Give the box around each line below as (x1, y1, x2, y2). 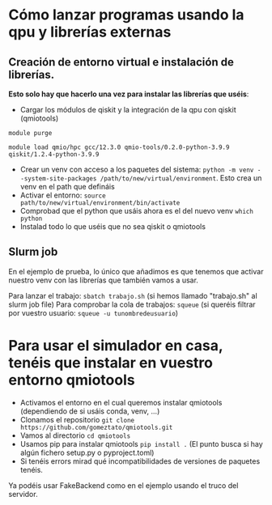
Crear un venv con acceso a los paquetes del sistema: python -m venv (19, 164, 254, 174)
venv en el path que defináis (19, 182, 115, 191)
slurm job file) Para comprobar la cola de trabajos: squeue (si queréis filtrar (8, 299, 257, 309)
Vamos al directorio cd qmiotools (19, 431, 131, 440)
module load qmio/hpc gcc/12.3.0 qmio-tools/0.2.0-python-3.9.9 (8, 143, 230, 151)
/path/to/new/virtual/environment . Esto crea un (100, 173, 262, 183)
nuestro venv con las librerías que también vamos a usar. (8, 275, 198, 285)
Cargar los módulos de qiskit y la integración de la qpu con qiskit (19, 105, 236, 114)
